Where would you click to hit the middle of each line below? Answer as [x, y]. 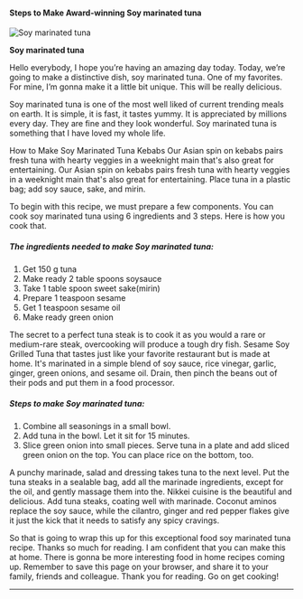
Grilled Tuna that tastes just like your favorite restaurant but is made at [140, 354]
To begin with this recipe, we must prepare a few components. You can [142, 207]
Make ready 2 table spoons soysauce [92, 279]
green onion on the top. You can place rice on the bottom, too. [138, 455]
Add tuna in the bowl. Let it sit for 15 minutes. [106, 436]
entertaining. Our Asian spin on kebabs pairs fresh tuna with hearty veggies [150, 170]
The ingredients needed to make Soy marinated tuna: [112, 246]
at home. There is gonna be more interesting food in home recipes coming [147, 557]
